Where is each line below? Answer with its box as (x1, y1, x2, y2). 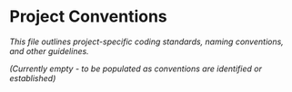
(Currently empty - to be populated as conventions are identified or (9, 63, 262, 74)
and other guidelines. (9, 45, 89, 56)
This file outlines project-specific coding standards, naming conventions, (9, 36, 284, 47)
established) (9, 72, 56, 83)
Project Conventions (9, 6, 168, 27)
